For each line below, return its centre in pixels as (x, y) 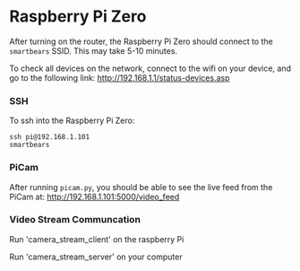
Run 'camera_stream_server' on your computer (96, 257)
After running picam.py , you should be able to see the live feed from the (141, 187)
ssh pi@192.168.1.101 (50, 137)
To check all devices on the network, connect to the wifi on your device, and (150, 68)
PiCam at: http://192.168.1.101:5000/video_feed (94, 197)
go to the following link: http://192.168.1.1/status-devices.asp (120, 77)
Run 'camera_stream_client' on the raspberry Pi (97, 239)
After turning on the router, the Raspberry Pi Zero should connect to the (141, 41)
